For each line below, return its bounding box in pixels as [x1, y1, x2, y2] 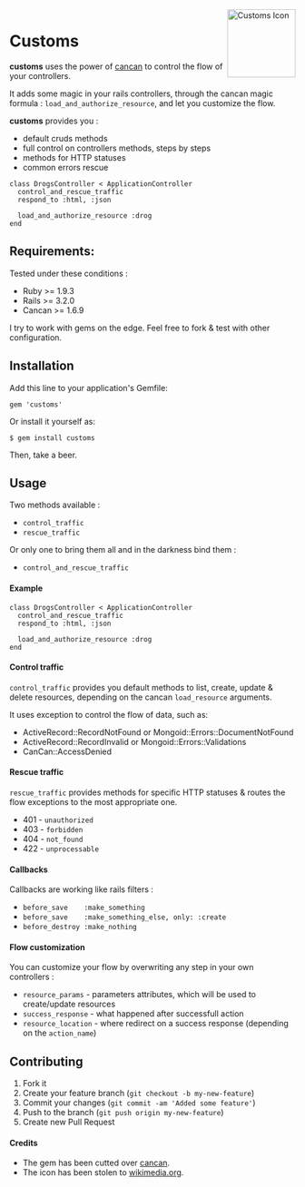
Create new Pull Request [22, 1116, 115, 1128]
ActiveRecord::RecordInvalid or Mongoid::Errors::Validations [22, 736, 247, 747]
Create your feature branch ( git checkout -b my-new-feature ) [22, 1088, 255, 1099]
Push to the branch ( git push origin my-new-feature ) [22, 1107, 224, 1118]
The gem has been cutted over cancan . [22, 1157, 171, 1169]
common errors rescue [22, 162, 109, 172]
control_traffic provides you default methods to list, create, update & [9, 682, 274, 692]
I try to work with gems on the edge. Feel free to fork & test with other [9, 322, 271, 333]
